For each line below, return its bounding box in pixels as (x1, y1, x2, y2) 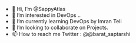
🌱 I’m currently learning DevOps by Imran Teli (11, 18, 122, 24)
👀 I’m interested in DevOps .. (11, 12, 81, 19)
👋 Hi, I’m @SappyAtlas (11, 6, 66, 12)
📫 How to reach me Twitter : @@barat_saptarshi (11, 31, 131, 37)
